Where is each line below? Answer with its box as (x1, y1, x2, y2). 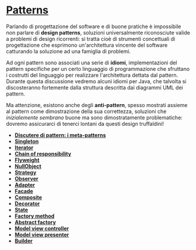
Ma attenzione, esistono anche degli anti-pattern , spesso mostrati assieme (6, 101, 188, 108)
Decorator (14, 200, 40, 207)
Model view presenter (14, 231, 69, 238)
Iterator (14, 144, 34, 151)
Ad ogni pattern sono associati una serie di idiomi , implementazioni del (6, 59, 177, 66)
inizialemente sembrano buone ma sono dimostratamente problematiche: (6, 114, 183, 121)
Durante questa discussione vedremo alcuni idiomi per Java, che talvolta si (6, 77, 187, 85)
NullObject (14, 162, 42, 170)
